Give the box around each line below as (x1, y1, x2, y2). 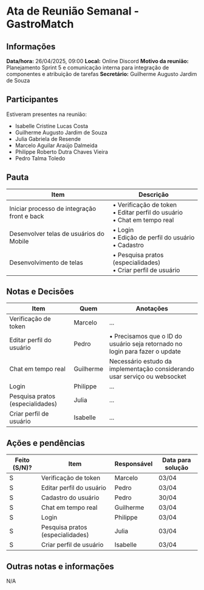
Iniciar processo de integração (9, 204, 97, 213)
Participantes (6, 94, 59, 105)
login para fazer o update (109, 348, 181, 356)
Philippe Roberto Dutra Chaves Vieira (15, 148, 108, 156)
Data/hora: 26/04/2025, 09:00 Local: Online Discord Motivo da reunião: (6, 58, 189, 64)
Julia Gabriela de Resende (15, 135, 81, 142)
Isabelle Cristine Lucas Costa (15, 122, 89, 129)
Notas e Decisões (6, 287, 74, 297)
